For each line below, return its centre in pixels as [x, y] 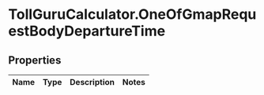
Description [92, 82]
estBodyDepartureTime [87, 31]
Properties [35, 60]
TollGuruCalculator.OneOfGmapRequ [132, 15]
